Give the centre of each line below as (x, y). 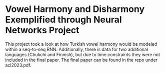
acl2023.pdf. (18, 65)
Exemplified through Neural (63, 20)
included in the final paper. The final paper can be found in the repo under (81, 60)
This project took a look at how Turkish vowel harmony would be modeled (81, 44)
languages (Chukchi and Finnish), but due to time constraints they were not (83, 54)
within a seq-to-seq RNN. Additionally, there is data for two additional (77, 49)
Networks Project (42, 30)
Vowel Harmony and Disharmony (75, 9)
